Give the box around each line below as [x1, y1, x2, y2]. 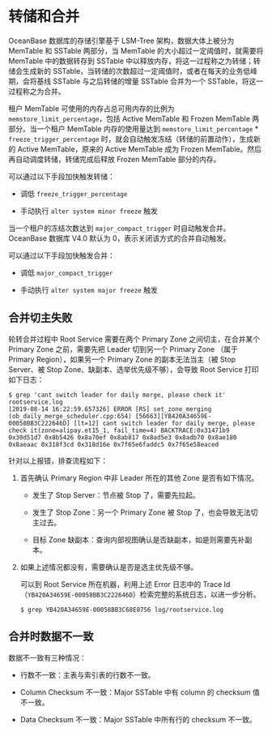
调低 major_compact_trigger [19, 268, 113, 277]
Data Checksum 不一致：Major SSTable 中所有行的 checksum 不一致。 [19, 714, 257, 724]
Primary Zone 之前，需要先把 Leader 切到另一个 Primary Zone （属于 [8, 344, 239, 353]
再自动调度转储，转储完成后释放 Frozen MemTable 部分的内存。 [8, 154, 221, 164]
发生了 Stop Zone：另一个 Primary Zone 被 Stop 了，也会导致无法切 [32, 507, 258, 517]
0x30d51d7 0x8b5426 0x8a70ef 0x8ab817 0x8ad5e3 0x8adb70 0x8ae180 [8, 433, 237, 442]
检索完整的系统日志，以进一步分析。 [139, 589, 261, 599]
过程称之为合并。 [8, 86, 66, 96]
